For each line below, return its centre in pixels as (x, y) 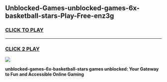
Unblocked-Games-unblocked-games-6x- (73, 8)
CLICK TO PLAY (24, 30)
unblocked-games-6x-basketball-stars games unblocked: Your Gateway (82, 69)
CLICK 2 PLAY (22, 49)
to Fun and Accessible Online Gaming (45, 74)
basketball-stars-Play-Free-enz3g (60, 16)
